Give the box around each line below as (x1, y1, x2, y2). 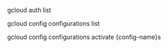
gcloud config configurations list (7, 19, 100, 27)
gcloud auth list (7, 6, 51, 14)
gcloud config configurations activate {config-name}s (7, 33, 161, 41)
